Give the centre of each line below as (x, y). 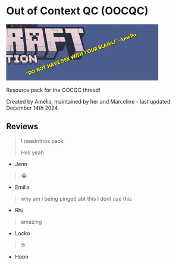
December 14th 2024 (32, 108)
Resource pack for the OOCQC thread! (53, 90)
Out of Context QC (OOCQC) (77, 11)
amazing (31, 222)
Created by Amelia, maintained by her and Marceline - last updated (88, 101)
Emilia (22, 187)
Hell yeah (32, 152)
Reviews (22, 127)
